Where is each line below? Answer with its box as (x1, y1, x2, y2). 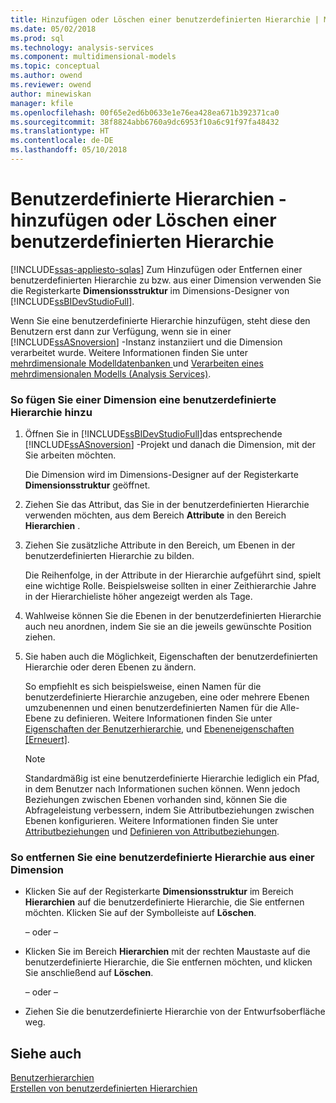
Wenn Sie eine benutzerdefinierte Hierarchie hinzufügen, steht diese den (10, 314, 311, 326)
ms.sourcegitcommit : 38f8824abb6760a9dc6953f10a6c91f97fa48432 (10, 117, 280, 127)
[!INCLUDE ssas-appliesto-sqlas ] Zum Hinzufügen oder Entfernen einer (10, 263, 303, 275)
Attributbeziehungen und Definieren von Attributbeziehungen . (24, 826, 280, 838)
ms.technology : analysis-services (10, 42, 155, 53)
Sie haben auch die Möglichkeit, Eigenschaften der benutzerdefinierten (24, 651, 318, 663)
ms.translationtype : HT (10, 126, 110, 136)
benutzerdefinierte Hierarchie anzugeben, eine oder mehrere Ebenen (24, 691, 310, 703)
